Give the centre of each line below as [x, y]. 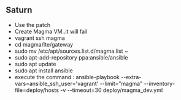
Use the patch [32, 25]
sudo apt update [35, 64]
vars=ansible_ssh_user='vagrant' [56, 83]
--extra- [131, 77]
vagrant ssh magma [40, 38]
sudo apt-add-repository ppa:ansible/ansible [71, 57]
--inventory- [160, 83]
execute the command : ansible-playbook [67, 77]
